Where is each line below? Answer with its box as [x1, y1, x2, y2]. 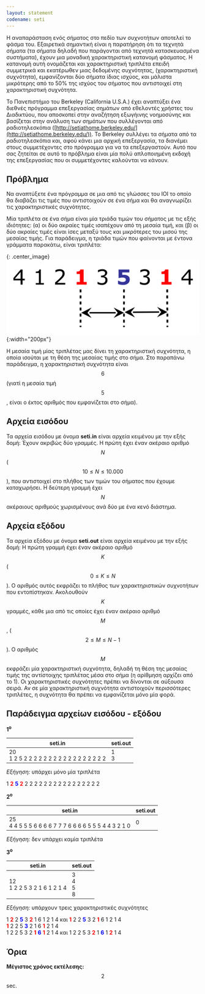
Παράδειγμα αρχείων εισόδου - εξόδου [6, 709, 162, 719]
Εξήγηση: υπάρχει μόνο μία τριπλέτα [6, 768, 100, 775]
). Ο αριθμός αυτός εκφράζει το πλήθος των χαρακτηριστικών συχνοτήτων [6, 581, 199, 589]
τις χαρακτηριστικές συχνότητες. [6, 203, 91, 211]
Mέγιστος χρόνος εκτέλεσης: [6, 963, 84, 970]
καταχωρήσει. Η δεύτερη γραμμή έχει [6, 484, 103, 491]
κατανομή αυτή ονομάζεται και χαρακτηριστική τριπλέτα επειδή [6, 60, 170, 67]
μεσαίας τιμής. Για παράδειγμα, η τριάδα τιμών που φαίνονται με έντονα [6, 234, 193, 242]
